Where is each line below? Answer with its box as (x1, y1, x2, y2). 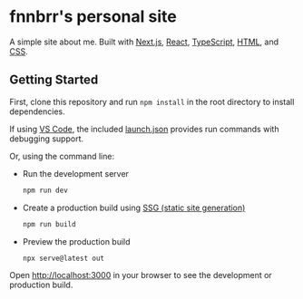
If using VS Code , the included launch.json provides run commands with (9, 123, 279, 134)
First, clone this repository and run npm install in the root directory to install (9, 96, 295, 107)
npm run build (22, 219, 76, 228)
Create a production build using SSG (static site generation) (22, 202, 246, 213)
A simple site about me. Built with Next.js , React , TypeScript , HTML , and (9, 36, 279, 47)
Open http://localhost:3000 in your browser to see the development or (9, 270, 272, 281)
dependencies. (9, 106, 65, 117)
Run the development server (22, 168, 130, 178)
